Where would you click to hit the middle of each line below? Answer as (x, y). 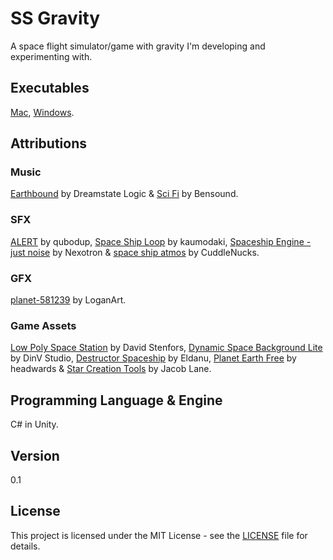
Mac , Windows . (42, 112)
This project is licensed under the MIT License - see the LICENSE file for (159, 535)
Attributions (49, 143)
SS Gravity (55, 18)
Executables (50, 88)
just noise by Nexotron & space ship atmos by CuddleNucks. (135, 252)
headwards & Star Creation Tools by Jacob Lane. (111, 369)
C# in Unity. (34, 424)
